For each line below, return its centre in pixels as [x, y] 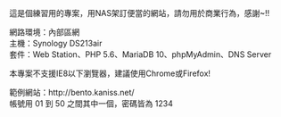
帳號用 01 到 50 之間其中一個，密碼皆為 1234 [91, 104]
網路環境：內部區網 [45, 32]
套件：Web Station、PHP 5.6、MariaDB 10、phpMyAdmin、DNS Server [140, 54]
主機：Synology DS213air [56, 43]
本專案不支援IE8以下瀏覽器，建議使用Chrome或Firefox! [110, 73]
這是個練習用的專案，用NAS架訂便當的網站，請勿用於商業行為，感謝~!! [140, 13]
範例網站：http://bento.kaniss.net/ [72, 92]
